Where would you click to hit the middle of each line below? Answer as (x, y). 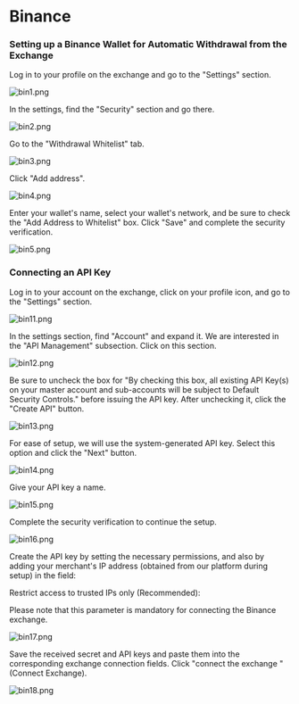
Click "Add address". (47, 178)
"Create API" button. (47, 409)
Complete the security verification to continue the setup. (113, 522)
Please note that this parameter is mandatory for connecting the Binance (143, 609)
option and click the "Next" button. (73, 452)
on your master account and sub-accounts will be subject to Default (134, 389)
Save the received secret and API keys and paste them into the (125, 654)
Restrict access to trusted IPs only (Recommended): (105, 592)
